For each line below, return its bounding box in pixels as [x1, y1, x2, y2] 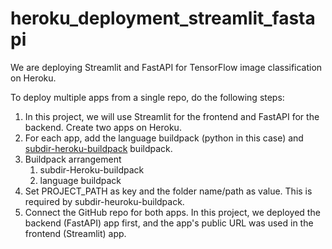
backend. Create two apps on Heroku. [24, 121, 182, 133]
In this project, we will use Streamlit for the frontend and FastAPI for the [24, 110, 320, 122]
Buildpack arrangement [24, 153, 122, 165]
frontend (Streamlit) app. [24, 227, 127, 239]
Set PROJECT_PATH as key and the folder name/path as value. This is [24, 185, 313, 197]
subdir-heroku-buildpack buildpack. [24, 142, 173, 154]
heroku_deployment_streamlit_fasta [10, 7, 316, 30]
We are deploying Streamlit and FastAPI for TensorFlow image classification [10, 61, 323, 73]
